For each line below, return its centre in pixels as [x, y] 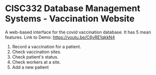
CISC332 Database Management [73, 8]
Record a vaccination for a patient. [47, 46]
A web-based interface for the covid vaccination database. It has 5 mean [78, 32]
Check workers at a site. [36, 62]
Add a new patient [30, 67]
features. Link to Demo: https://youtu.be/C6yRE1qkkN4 [60, 37]
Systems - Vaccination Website [70, 19]
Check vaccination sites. [37, 52]
